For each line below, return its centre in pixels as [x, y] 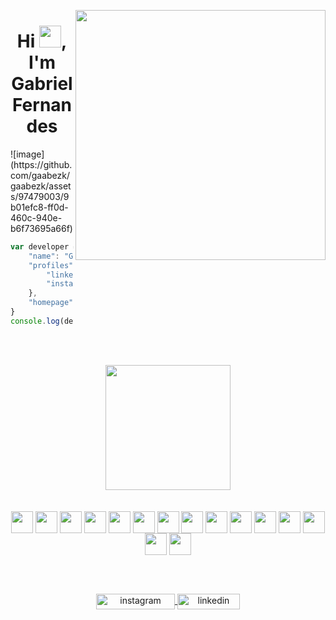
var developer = [44, 246]
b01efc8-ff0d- [39, 207]
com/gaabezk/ [40, 175]
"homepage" [51, 303]
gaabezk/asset [41, 186]
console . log [35, 321]
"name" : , [91, 256]
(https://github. [41, 164]
